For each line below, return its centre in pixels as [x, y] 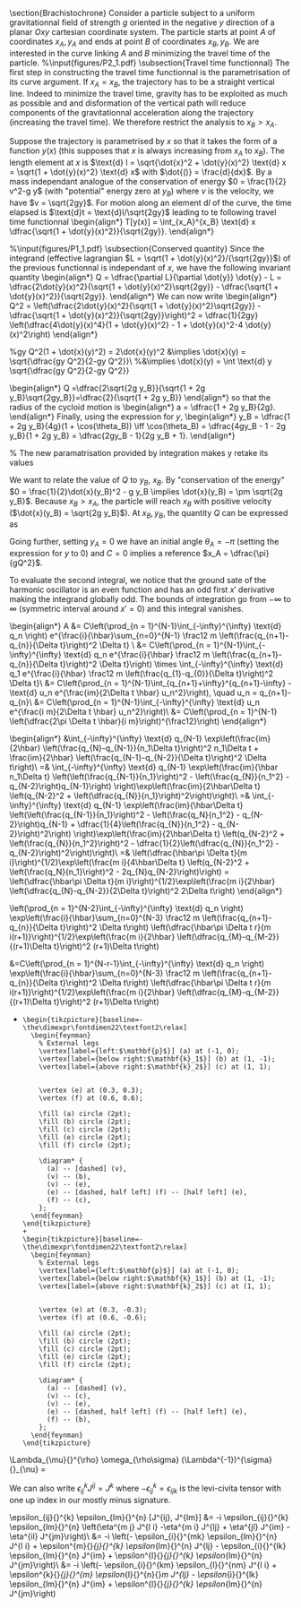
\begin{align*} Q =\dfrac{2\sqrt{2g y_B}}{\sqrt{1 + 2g [107, 388]
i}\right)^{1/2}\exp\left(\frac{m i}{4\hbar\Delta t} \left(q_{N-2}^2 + [129, 863]
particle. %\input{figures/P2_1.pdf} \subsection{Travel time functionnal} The [150, 63]
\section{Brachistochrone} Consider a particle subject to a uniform [132, 13]
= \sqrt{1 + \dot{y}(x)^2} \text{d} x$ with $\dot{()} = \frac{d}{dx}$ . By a [141, 172]
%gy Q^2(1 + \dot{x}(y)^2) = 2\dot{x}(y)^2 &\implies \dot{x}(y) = [128, 351]
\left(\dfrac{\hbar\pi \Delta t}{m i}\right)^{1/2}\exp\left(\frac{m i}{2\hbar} [142, 881]
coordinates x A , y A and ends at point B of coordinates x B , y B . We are [134, 42]
